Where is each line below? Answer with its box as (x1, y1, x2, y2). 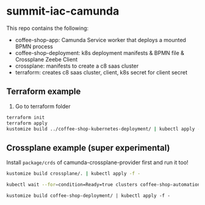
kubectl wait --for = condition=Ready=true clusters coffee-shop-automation (6, 182, 201, 188)
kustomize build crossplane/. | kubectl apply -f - (6, 171, 140, 177)
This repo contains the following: (6, 24, 89, 32)
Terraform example (6, 87, 81, 97)
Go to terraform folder (15, 103, 71, 110)
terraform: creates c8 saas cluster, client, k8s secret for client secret (15, 68, 188, 76)
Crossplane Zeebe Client (15, 56, 78, 63)
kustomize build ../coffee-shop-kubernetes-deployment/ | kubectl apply (6, 126, 195, 132)
